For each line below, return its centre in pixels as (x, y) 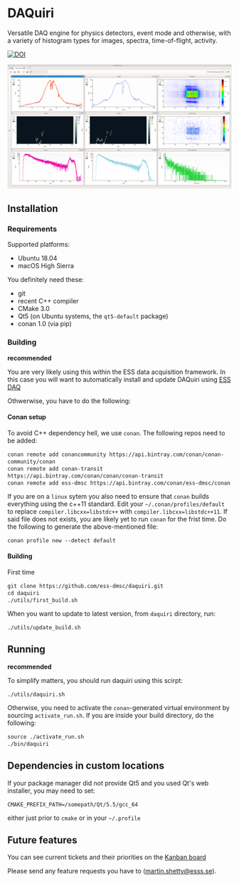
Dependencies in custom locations (86, 766)
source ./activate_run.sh (46, 736)
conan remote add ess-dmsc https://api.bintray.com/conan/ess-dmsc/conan (119, 483)
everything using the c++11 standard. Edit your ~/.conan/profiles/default (116, 504)
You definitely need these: (46, 280)
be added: (22, 440)
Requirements (32, 228)
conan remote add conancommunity (57, 455)
